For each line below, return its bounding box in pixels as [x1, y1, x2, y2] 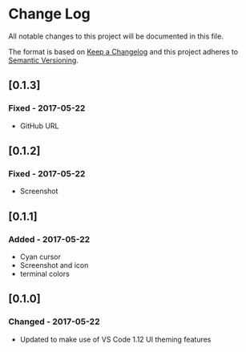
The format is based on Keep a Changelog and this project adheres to [8, 47, 239, 56]
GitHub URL [19, 121, 59, 131]
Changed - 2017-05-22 [8, 316, 100, 327]
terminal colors [19, 269, 70, 278]
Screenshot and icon [19, 261, 89, 269]
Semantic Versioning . [8, 55, 79, 65]
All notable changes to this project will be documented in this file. [8, 31, 224, 41]
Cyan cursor [19, 252, 62, 261]
